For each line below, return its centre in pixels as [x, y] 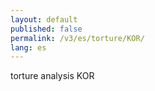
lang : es [28, 47]
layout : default [44, 19]
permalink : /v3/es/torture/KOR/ [77, 38]
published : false [46, 29]
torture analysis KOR [52, 76]
